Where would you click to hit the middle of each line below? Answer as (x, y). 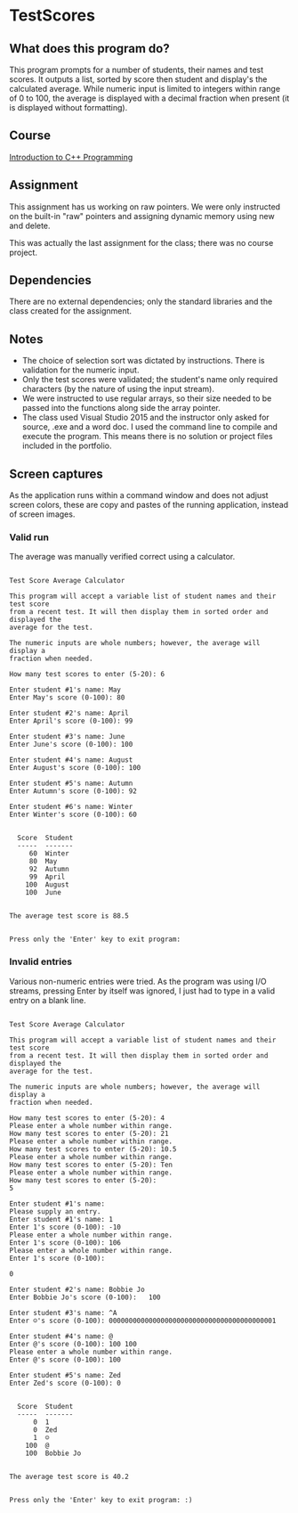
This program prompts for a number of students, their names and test (137, 70)
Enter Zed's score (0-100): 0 (65, 1383)
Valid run (29, 537)
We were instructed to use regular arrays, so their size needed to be (147, 398)
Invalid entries (41, 961)
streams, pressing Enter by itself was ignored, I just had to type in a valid (142, 991)
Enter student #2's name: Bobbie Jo (77, 1289)
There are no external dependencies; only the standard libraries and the (141, 302)
